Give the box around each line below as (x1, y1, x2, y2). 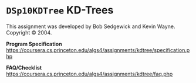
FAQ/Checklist (6, 64, 42, 71)
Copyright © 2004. (6, 29, 52, 36)
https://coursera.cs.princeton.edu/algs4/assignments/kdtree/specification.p (6, 46, 190, 53)
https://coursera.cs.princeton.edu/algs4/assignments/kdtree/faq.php (6, 70, 173, 77)
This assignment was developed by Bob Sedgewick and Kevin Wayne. (6, 23, 175, 30)
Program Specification (6, 40, 63, 47)
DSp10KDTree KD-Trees (6, 4, 114, 17)
